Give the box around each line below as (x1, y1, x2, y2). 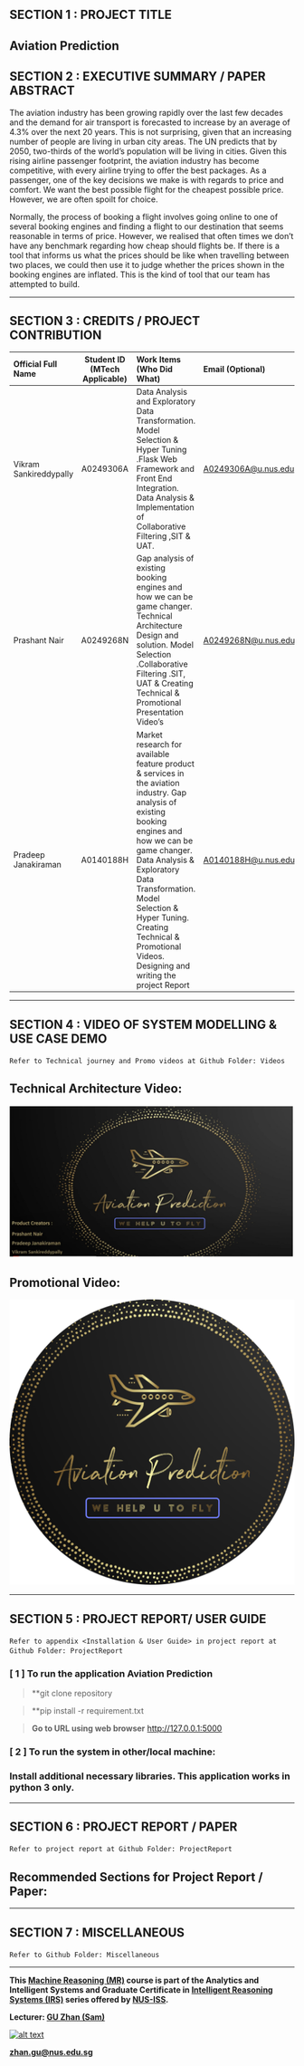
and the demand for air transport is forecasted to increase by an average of (9, 117, 291, 128)
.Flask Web (136, 454, 178, 465)
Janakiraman (13, 860, 62, 870)
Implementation (136, 502, 195, 513)
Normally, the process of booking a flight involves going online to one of (9, 211, 279, 222)
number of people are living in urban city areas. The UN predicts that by (9, 136, 278, 147)
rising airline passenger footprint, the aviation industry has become (9, 155, 260, 166)
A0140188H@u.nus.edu (203, 854, 296, 865)
